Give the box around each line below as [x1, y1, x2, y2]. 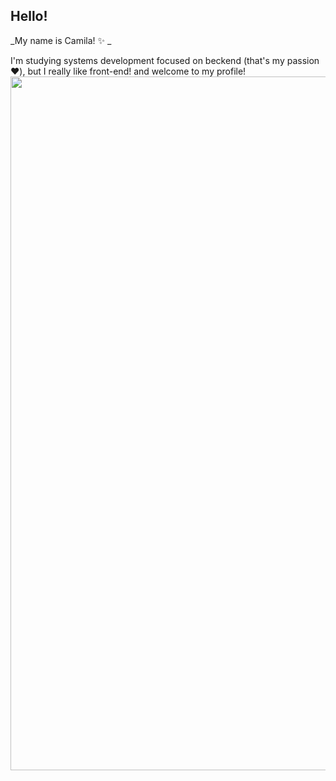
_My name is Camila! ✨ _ [10, 34, 112, 46]
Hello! [10, 8, 48, 25]
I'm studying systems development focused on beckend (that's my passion [10, 54, 320, 66]
